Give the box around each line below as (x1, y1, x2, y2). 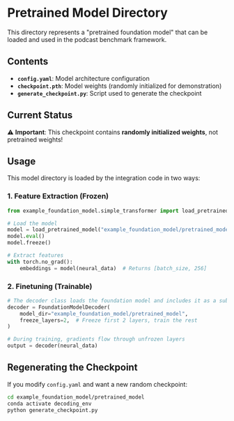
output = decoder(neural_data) (7, 342, 98, 350)
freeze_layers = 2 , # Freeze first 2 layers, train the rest (19, 316, 198, 324)
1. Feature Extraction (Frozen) (7, 191, 109, 201)
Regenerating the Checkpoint (7, 362, 138, 374)
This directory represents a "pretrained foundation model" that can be (7, 28, 208, 36)
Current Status (7, 110, 73, 121)
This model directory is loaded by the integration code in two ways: (7, 174, 201, 182)
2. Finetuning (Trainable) (7, 281, 93, 291)
